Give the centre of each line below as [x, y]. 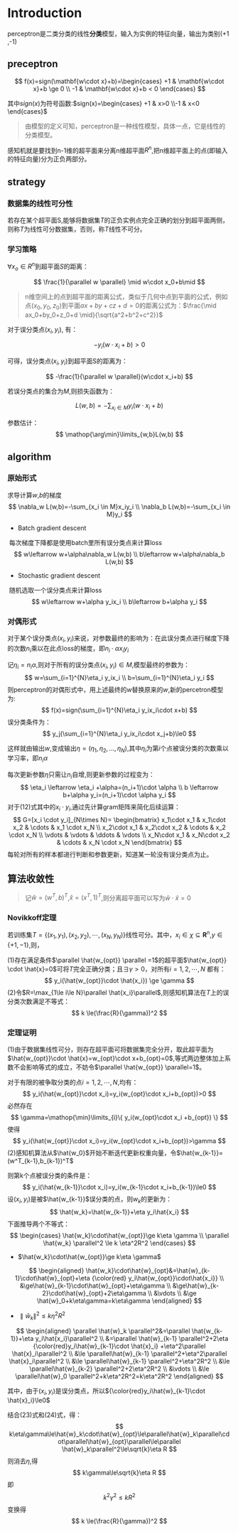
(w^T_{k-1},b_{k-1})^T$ [40, 1161]
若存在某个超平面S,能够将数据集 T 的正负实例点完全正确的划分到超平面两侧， [118, 220]
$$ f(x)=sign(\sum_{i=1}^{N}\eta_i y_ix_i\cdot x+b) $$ [119, 710]
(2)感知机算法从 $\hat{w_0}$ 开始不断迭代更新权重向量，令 [92, 1153]
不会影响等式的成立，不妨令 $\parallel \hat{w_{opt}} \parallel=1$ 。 [109, 1067]
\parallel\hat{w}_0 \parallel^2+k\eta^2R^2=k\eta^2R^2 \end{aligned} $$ [119, 1376]
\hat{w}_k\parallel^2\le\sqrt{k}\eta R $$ [119, 1449]
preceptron [33, 64]
